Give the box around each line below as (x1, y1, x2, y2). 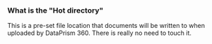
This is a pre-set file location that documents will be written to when (7, 22, 206, 30)
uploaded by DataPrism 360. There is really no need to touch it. (7, 29, 192, 37)
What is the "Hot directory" (7, 6, 104, 15)
